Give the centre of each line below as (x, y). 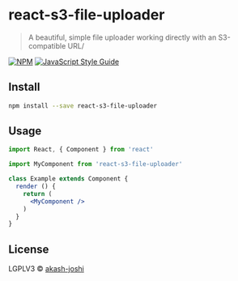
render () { (36, 187)
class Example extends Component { (68, 179)
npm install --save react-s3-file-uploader (83, 106)
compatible (47, 45)
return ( (38, 194)
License (29, 249)
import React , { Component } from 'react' (81, 150)
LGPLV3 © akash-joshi (47, 269)
